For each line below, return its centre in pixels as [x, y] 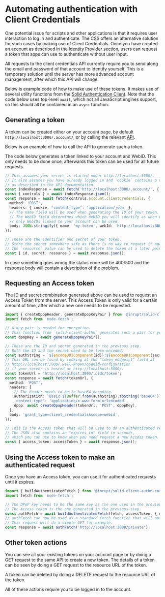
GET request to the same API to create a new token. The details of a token [80, 560]
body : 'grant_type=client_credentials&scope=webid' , [65, 414]
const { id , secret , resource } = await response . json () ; [66, 253]
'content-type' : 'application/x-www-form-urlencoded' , [71, 401]
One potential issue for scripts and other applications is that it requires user [81, 33]
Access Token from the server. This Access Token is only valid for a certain [81, 300]
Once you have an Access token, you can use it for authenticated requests [81, 477]
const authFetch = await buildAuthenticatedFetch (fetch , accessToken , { [81, 514]
